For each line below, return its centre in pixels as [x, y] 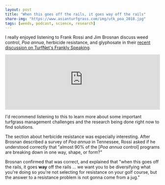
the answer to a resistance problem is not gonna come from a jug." [72, 178]
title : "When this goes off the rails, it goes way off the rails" [76, 14]
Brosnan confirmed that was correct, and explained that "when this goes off [82, 162]
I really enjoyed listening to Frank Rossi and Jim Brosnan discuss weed [77, 37]
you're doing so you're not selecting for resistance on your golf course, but [81, 172]
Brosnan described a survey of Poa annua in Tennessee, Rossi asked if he [80, 142]
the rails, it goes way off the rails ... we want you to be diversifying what [78, 167]
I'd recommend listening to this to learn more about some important [73, 117]
